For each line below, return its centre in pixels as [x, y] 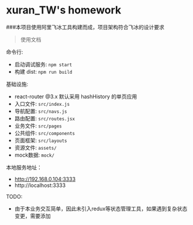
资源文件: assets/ [35, 147]
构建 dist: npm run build [43, 71]
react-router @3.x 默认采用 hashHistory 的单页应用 [76, 96]
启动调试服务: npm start [43, 64]
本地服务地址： [24, 167]
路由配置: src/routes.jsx [45, 118]
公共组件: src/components [45, 133]
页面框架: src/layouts [41, 140]
